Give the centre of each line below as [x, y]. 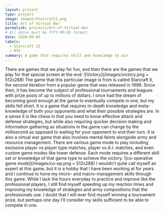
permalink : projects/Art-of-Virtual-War [47, 28]
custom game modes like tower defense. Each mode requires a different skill [82, 153]
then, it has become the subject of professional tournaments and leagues [79, 90]
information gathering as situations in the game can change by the [72, 127]
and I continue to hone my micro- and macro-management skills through [78, 174]
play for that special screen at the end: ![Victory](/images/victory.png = [77, 75]
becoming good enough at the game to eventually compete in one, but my [80, 101]
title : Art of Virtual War [33, 23]
